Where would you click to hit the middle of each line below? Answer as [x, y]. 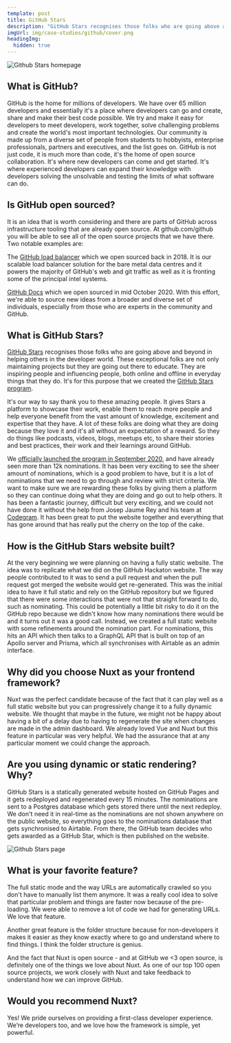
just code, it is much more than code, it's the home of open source [101, 154]
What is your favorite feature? [73, 871]
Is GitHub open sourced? [61, 205]
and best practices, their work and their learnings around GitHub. [99, 446]
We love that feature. [37, 916]
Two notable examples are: [45, 243]
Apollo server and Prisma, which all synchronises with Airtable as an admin [113, 643]
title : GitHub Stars [37, 20]
